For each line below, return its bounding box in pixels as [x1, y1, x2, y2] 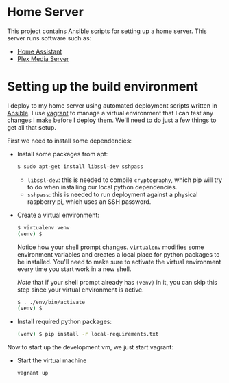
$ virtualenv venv [16, 224, 70, 231]
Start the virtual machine [16, 356, 87, 364]
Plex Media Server [16, 54, 69, 62]
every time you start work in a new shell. [16, 265, 132, 273]
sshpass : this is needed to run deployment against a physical [27, 190, 198, 198]
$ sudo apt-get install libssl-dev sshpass [16, 163, 144, 170]
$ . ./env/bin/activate [16, 299, 86, 305]
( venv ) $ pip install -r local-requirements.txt [16, 331, 159, 338]
